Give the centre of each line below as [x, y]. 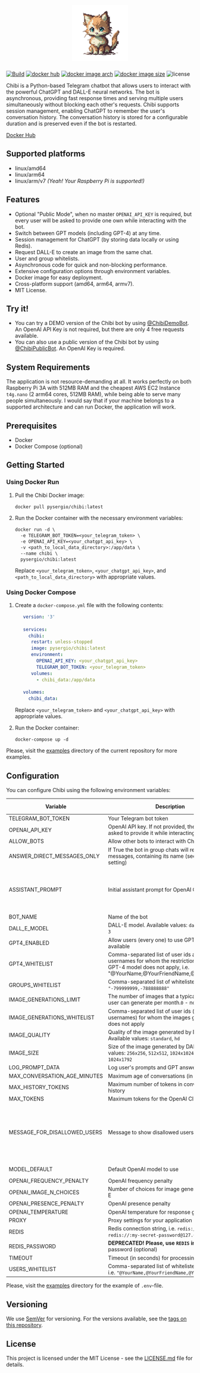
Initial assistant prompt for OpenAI [150, 889]
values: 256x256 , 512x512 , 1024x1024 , [151, 1053]
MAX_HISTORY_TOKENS [39, 1087]
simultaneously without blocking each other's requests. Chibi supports [93, 104]
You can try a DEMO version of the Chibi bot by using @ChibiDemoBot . [102, 323]
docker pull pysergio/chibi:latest [59, 507]
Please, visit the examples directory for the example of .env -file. [85, 1286]
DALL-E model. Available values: [148, 925]
